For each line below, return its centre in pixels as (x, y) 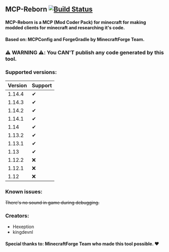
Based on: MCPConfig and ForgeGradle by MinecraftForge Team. (75, 39)
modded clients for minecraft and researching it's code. (65, 27)
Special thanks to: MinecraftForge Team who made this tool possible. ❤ (82, 243)
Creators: (17, 216)
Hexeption (23, 227)
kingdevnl (23, 232)
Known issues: (24, 192)
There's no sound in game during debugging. (52, 203)
